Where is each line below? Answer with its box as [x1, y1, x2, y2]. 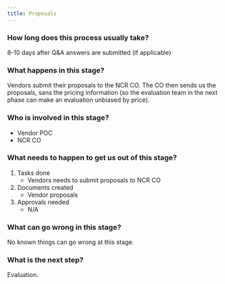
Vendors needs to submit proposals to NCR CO [27, 176, 161, 184]
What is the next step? [7, 255, 84, 265]
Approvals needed [17, 197, 70, 206]
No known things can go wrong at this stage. [7, 238, 134, 246]
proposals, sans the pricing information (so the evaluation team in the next [7, 89, 218, 97]
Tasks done [17, 168, 50, 177]
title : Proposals [7, 10, 57, 17]
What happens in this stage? [7, 65, 105, 75]
